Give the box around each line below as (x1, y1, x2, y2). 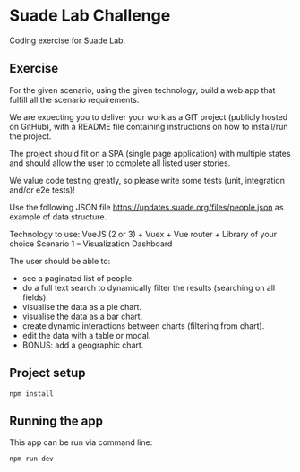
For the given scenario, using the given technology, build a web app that (9, 84, 276, 95)
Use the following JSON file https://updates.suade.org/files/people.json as (9, 202, 284, 212)
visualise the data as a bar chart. (21, 311, 143, 322)
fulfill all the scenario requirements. (9, 94, 140, 105)
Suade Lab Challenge (9, 5, 171, 26)
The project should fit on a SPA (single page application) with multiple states (9, 148, 291, 159)
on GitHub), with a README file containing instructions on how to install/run (9, 121, 288, 132)
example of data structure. (9, 211, 107, 222)
